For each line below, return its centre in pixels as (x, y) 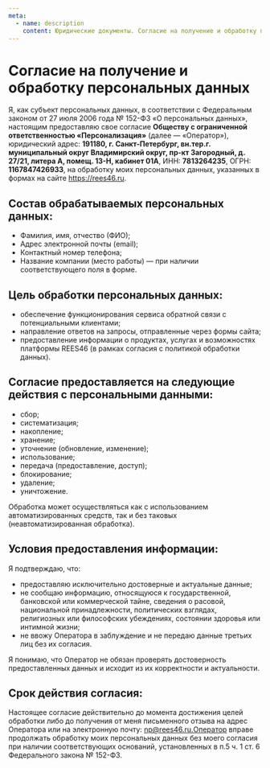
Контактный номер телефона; (71, 253)
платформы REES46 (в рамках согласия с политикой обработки (130, 348)
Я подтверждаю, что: (45, 569)
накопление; (41, 431)
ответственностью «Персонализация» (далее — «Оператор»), (119, 136)
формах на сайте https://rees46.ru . (67, 179)
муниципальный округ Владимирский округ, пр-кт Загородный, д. (127, 153)
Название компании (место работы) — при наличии (109, 261)
